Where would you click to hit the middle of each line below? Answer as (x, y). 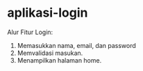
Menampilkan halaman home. (59, 60)
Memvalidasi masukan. (50, 53)
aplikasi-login (48, 13)
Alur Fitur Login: (30, 32)
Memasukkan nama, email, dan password (77, 45)
